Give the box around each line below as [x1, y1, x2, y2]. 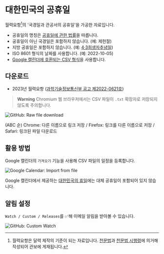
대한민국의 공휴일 [5, 4, 70, 16]
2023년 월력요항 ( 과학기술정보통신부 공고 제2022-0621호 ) [12, 86, 124, 92]
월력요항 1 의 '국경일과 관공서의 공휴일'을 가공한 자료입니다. [5, 20, 115, 27]
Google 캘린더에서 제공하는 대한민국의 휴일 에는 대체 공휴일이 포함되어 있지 [5, 177, 147, 183]
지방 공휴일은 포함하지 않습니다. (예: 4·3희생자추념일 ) [12, 44, 113, 50]
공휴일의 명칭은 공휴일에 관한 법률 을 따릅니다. [12, 32, 99, 38]
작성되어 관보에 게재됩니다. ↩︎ [12, 244, 68, 250]
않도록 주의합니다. [17, 102, 51, 108]
